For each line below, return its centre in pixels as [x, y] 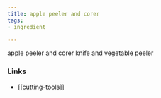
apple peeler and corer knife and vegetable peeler [80, 53]
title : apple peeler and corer [54, 14]
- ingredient [27, 27]
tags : [15, 20]
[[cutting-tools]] [41, 87]
